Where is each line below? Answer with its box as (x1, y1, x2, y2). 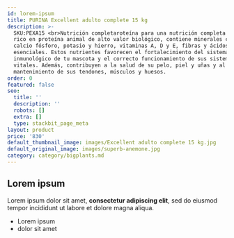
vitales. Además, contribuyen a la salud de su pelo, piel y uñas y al (13, 62, 226, 69)
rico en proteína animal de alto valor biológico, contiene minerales (13, 36, 223, 43)
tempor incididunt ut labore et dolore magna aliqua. (7, 203, 155, 212)
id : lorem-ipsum (7, 10, 54, 17)
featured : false (7, 81, 54, 88)
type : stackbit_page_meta (13, 119, 89, 127)
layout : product (7, 126, 54, 133)
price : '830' (7, 133, 45, 139)
